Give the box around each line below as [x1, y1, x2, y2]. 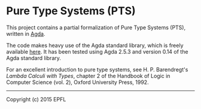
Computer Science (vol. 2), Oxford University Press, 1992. [6, 79, 149, 86]
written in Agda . [6, 30, 45, 37]
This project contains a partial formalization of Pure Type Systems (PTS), [6, 24, 186, 31]
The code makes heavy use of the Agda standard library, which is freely [6, 42, 184, 49]
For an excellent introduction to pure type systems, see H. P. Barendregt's [6, 66, 188, 73]
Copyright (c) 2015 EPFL [6, 95, 66, 102]
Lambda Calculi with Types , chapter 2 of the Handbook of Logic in [6, 72, 170, 79]
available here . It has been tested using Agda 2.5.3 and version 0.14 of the [6, 48, 188, 55]
